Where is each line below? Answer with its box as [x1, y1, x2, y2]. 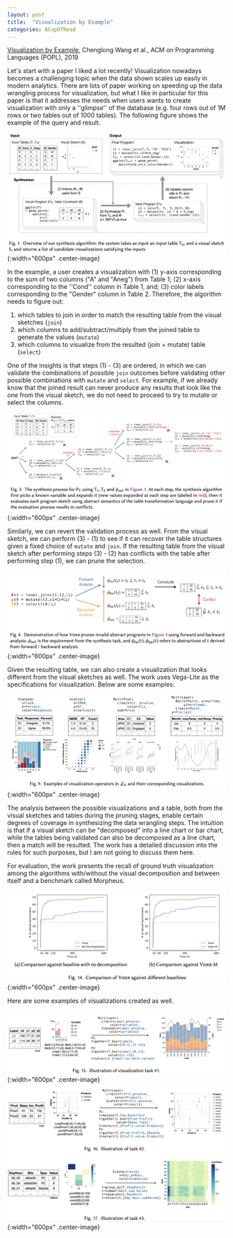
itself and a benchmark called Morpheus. [7, 877, 125, 885]
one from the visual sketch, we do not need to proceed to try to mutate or [7, 391, 218, 400]
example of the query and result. [7, 118, 101, 127]
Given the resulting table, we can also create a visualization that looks [7, 665, 207, 673]
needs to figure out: [7, 297, 64, 306]
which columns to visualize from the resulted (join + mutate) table [17, 340, 206, 349]
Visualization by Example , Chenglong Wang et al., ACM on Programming [7, 46, 214, 54]
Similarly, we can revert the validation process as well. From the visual [7, 527, 208, 535]
